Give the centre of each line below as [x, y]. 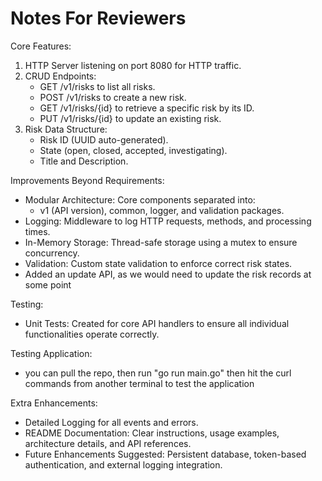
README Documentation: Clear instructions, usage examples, [152, 433]
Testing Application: [51, 353]
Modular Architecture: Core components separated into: [140, 199]
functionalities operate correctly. [92, 334]
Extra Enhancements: [54, 403]
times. [37, 231]
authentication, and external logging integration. [123, 464]
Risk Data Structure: [66, 129]
